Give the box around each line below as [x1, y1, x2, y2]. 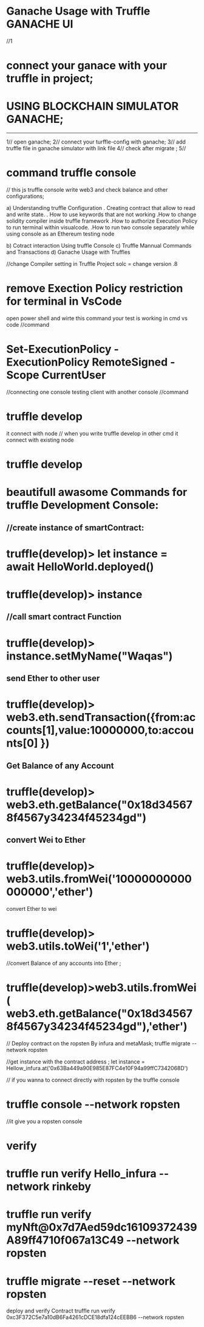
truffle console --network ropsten [6, 1098, 180, 1112]
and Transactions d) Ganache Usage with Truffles [6, 248, 131, 256]
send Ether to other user [6, 673, 100, 683]
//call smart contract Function [6, 611, 122, 622]
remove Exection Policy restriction [6, 282, 183, 296]
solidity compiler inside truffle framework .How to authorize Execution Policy [6, 217, 198, 225]
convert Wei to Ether [6, 835, 86, 845]
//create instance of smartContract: [6, 522, 144, 533]
